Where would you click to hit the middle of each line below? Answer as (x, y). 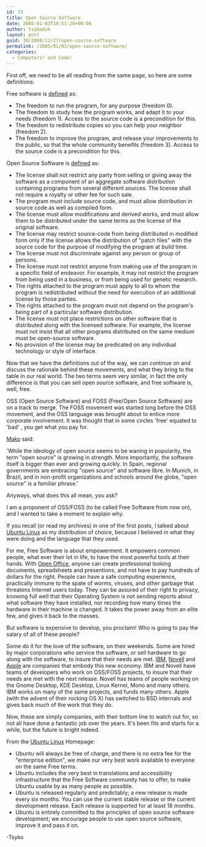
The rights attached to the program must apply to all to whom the (97, 285)
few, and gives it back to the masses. (53, 616)
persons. (26, 260)
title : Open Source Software (44, 18)
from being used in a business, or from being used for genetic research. (106, 279)
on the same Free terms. (46, 766)
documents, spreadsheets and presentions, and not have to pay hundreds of (103, 570)
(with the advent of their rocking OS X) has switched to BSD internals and (99, 698)
